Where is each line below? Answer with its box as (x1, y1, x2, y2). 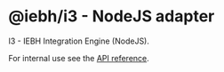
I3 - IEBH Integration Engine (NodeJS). (8, 36, 150, 46)
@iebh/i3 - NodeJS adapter (8, 6, 215, 27)
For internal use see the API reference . (8, 52, 150, 63)
